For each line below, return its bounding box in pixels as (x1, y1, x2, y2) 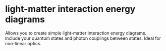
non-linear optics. (5, 40, 42, 46)
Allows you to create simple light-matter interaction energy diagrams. (5, 30, 147, 36)
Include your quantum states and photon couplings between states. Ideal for (5, 35, 161, 41)
